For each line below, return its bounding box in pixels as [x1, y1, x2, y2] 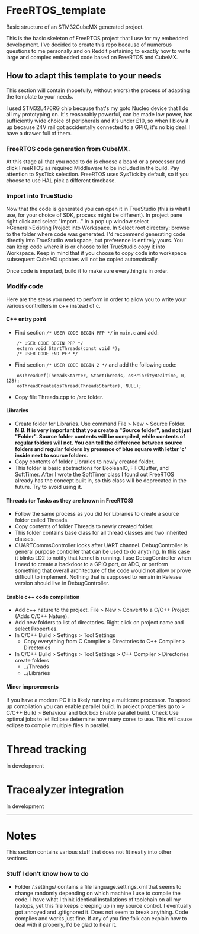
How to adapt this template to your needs [6, 71, 162, 81]
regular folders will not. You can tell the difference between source [14, 439, 182, 446]
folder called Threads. [14, 516, 69, 523]
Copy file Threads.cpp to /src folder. [14, 393, 104, 400]
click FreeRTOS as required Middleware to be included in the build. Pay [6, 165, 179, 172]
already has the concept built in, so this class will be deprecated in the [14, 477, 187, 484]
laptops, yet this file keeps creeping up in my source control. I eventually [14, 902, 192, 909]
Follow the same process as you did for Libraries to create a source [14, 510, 179, 518]
